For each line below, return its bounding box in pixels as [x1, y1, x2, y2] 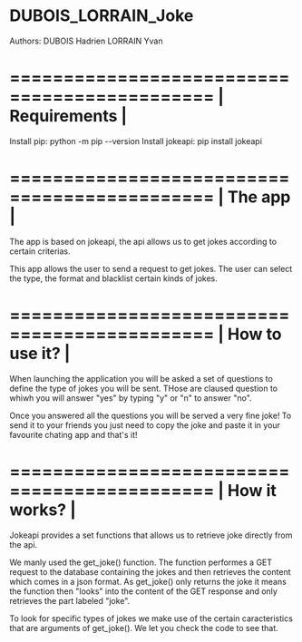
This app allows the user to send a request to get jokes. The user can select [9, 263, 293, 274]
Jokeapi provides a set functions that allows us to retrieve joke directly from [9, 530, 293, 540]
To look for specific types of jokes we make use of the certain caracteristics [9, 613, 293, 624]
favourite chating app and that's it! [9, 429, 138, 440]
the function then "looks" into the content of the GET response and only [9, 586, 278, 597]
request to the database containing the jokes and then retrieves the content [9, 566, 291, 577]
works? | [9, 500, 77, 520]
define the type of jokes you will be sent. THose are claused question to [9, 383, 278, 394]
